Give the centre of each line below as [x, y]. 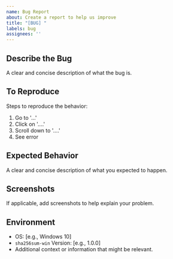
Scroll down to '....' [38, 130]
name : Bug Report [28, 12]
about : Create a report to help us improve [61, 17]
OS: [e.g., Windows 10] [43, 237]
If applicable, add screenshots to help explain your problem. [80, 203]
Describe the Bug [39, 58]
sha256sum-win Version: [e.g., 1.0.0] [57, 243]
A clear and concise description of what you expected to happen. [87, 170]
